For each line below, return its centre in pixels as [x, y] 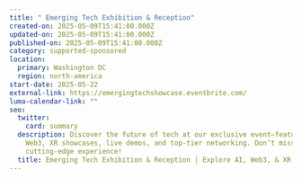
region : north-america [60, 76]
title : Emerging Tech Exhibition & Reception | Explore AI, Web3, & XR [155, 160]
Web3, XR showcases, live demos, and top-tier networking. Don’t [151, 143]
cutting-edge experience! [74, 151]
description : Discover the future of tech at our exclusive [132, 135]
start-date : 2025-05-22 [54, 85]
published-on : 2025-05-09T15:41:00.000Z [86, 43]
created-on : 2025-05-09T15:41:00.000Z [82, 26]
